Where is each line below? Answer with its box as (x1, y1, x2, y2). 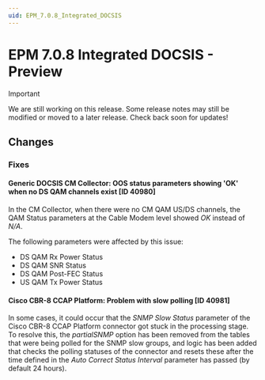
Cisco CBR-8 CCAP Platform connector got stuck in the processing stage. (8, 321, 249, 331)
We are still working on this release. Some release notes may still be (8, 104, 229, 113)
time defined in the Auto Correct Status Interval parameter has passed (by (8, 355, 251, 365)
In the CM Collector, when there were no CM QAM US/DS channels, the (8, 205, 241, 215)
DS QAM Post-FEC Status (19, 269, 104, 279)
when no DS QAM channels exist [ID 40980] (8, 187, 156, 196)
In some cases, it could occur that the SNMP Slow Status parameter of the (8, 313, 251, 323)
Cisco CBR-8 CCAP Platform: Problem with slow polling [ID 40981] (8, 295, 231, 305)
